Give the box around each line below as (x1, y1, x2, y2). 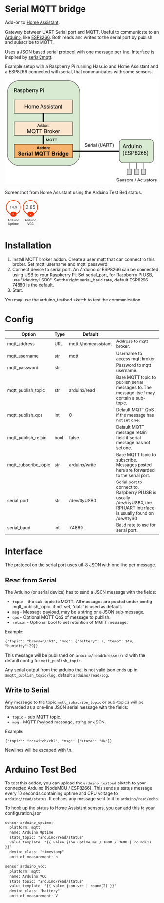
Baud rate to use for (116, 522, 156, 528)
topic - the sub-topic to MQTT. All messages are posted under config (12, 599, 152, 604)
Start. (12, 287, 23, 293)
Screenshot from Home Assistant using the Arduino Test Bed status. (5, 189, 143, 195)
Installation (5, 240, 52, 251)
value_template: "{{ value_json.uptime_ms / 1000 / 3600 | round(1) (9, 840, 152, 845)
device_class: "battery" (9, 889, 60, 894)
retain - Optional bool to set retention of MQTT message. (12, 619, 128, 625)
